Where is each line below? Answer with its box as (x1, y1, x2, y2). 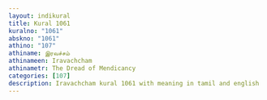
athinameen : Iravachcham (8, 57, 93, 65)
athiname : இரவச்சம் (8, 49, 71, 57)
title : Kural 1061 (8, 19, 71, 27)
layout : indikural (8, 11, 71, 20)
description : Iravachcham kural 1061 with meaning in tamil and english (8, 79, 260, 87)
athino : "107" (8, 42, 57, 50)
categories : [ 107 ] (8, 72, 71, 80)
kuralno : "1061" (8, 27, 63, 35)
